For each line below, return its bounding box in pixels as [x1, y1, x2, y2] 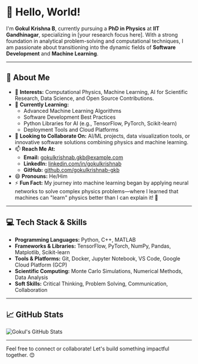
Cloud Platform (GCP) [14, 261, 68, 268]
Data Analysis [14, 274, 48, 281]
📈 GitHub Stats [6, 310, 64, 320]
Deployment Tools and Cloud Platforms [23, 126, 119, 133]
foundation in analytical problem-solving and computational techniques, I [6, 37, 184, 44]
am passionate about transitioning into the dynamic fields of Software [6, 44, 176, 51]
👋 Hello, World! [6, 5, 81, 19]
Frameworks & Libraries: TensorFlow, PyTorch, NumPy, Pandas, [14, 242, 171, 249]
